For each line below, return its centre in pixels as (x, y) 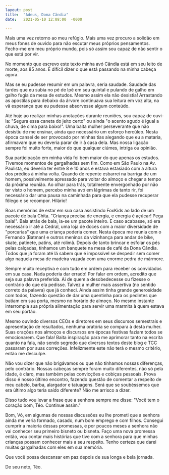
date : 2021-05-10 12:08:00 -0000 (44, 19)
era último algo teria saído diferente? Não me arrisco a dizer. (68, 390)
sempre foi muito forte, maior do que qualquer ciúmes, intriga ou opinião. (81, 148)
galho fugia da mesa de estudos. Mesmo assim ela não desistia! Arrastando (84, 95)
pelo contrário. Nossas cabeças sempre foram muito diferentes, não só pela (84, 369)
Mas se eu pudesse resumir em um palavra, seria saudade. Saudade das (81, 84)
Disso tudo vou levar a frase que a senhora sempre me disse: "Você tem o (82, 400)
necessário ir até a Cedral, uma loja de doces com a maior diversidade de (82, 227)
